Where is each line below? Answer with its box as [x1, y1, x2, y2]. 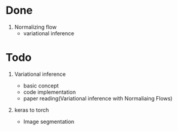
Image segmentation [23, 118, 75, 125]
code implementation [23, 88, 76, 96]
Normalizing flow [14, 23, 57, 31]
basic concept [23, 82, 59, 89]
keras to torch [14, 106, 49, 114]
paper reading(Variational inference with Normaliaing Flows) [23, 95, 173, 102]
